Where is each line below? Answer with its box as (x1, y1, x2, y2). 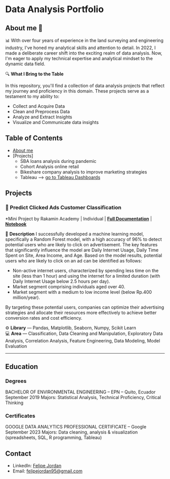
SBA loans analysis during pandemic (20, 158, 97, 164)
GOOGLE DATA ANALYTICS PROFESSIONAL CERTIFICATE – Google (5, 424, 147, 430)
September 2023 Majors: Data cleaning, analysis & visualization (5, 429, 138, 436)
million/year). (12, 294, 40, 300)
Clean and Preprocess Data (12, 109, 70, 114)
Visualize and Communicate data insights (12, 119, 99, 125)
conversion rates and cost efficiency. (5, 315, 82, 321)
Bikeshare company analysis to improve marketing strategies (20, 168, 147, 175)
